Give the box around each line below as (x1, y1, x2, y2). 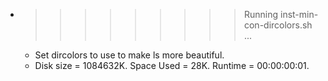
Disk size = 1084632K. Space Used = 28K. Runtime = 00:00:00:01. (34, 60, 310, 71)
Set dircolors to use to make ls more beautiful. (34, 49, 225, 61)
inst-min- (279, 9, 319, 20)
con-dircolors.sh (243, 19, 313, 31)
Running (243, 9, 279, 20)
